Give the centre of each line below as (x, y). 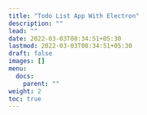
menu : (17, 69)
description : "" (36, 23)
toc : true (25, 99)
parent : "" (41, 83)
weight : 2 (25, 91)
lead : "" (23, 31)
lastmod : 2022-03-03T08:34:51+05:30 (70, 46)
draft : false (30, 53)
